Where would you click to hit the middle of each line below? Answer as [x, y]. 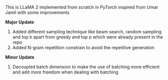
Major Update [20, 22]
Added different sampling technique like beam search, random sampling [87, 32]
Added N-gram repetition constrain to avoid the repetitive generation [83, 47]
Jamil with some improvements [37, 12]
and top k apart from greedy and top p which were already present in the [88, 37]
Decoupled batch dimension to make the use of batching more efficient [86, 67]
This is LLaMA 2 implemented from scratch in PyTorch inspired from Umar [82, 7]
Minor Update [20, 57]
